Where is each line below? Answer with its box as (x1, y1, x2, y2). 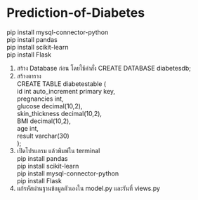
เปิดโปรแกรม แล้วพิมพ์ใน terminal (16, 146, 100, 155)
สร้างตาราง (16, 71, 41, 80)
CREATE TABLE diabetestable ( (16, 79, 107, 88)
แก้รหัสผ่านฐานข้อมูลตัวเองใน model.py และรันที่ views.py (16, 184, 161, 192)
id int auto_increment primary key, (16, 87, 116, 95)
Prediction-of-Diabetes (6, 5, 145, 21)
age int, (16, 124, 39, 132)
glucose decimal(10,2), (16, 101, 83, 110)
